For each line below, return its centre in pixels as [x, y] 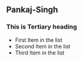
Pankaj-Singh [32, 10]
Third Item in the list [40, 53]
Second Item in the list [43, 46]
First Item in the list [38, 40]
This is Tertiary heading [41, 27]
